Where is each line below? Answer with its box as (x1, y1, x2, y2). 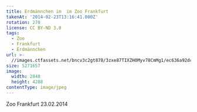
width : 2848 (11, 73, 41, 79)
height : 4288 (11, 79, 43, 85)
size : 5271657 (6, 62, 41, 69)
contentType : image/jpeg (6, 85, 67, 90)
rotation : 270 (6, 19, 41, 25)
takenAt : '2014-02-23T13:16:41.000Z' (6, 14, 98, 20)
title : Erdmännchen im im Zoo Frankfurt (6, 8, 109, 15)
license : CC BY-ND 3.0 (6, 24, 62, 31)
